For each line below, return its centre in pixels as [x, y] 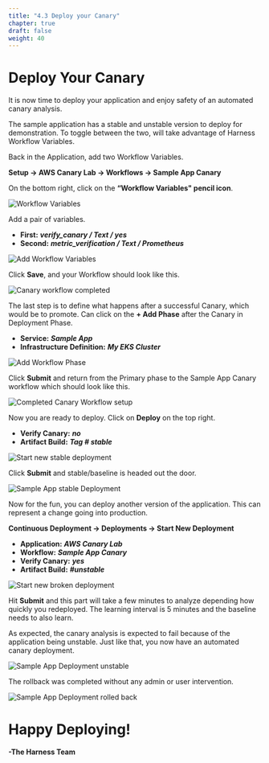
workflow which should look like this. [69, 387]
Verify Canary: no [51, 433]
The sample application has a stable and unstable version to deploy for [125, 125]
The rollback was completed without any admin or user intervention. [121, 682]
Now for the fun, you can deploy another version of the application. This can [134, 504]
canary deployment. [41, 650]
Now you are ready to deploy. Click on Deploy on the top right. [112, 418]
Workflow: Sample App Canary [73, 552]
